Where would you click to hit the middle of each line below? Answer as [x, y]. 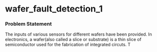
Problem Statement [29, 24]
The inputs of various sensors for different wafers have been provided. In [78, 34]
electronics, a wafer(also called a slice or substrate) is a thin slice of [73, 39]
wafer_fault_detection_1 [54, 9]
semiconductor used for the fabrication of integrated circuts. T [68, 45]
